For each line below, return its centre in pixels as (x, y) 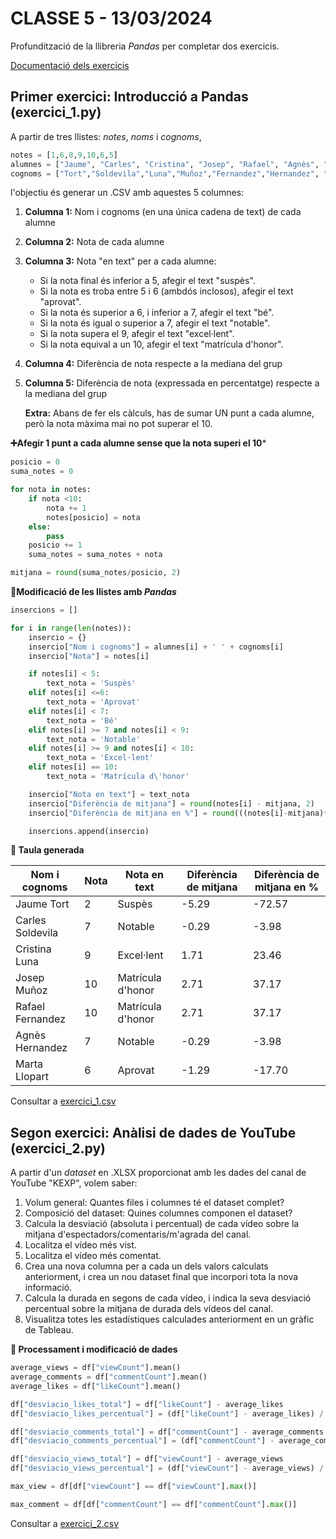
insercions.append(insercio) (89, 831)
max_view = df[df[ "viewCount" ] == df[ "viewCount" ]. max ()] (133, 1487)
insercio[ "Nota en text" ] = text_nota (109, 794)
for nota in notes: (51, 490)
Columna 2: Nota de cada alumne (94, 242)
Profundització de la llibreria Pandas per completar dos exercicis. (145, 46)
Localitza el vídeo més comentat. (93, 1256)
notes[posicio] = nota (93, 517)
